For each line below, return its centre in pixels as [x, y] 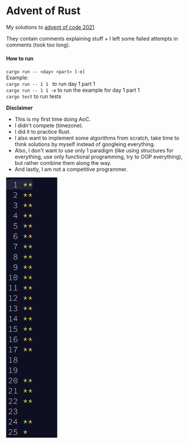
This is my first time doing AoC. [53, 120]
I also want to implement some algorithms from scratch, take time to [97, 138]
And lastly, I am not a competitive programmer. [71, 170]
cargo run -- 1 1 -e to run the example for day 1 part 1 [73, 90]
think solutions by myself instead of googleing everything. [85, 144]
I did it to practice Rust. [43, 132]
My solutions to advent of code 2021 [50, 27]
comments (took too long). [38, 45]
